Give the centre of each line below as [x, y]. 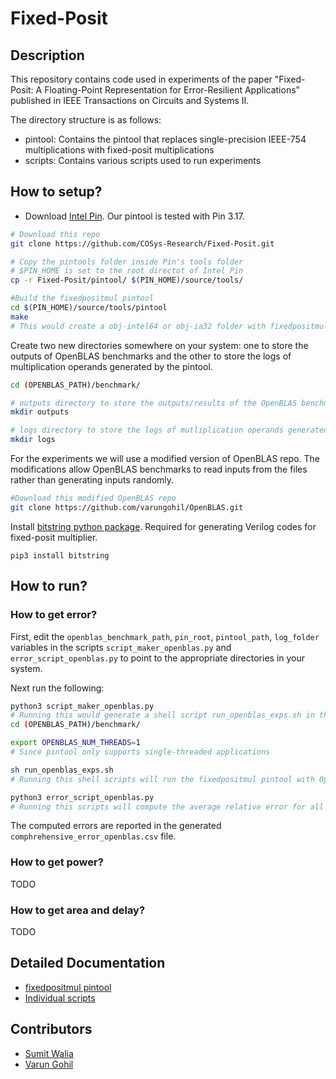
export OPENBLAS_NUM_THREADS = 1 [75, 743]
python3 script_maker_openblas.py [82, 706]
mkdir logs [33, 440]
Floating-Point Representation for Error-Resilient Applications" [172, 90]
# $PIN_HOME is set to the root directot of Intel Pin [127, 271]
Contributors [51, 1029]
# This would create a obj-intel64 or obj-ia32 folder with [138, 326]
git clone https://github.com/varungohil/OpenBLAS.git [127, 507]
